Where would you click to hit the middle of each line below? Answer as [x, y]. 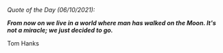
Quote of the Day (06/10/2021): [51, 10]
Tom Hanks [23, 43]
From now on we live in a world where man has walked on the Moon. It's [111, 23]
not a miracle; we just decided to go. [60, 30]
